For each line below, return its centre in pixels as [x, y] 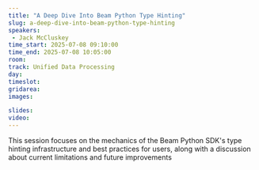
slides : [21, 111]
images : [21, 96]
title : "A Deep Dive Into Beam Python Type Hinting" [97, 15]
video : [19, 118]
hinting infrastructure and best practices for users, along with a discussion [129, 149]
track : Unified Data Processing [61, 67]
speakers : [25, 30]
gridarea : [25, 89]
